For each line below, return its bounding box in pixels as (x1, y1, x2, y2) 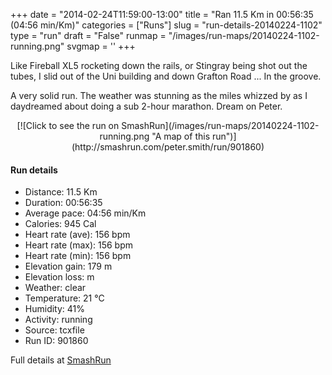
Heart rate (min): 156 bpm (24, 250, 132, 262)
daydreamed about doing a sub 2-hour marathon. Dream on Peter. (10, 100, 283, 112)
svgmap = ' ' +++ (66, 40, 136, 52)
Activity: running (24, 314, 93, 326)
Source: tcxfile (24, 324, 85, 336)
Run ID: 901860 (24, 335, 89, 347)
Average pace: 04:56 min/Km (24, 207, 147, 219)
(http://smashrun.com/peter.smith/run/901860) (71, 141, 265, 153)
